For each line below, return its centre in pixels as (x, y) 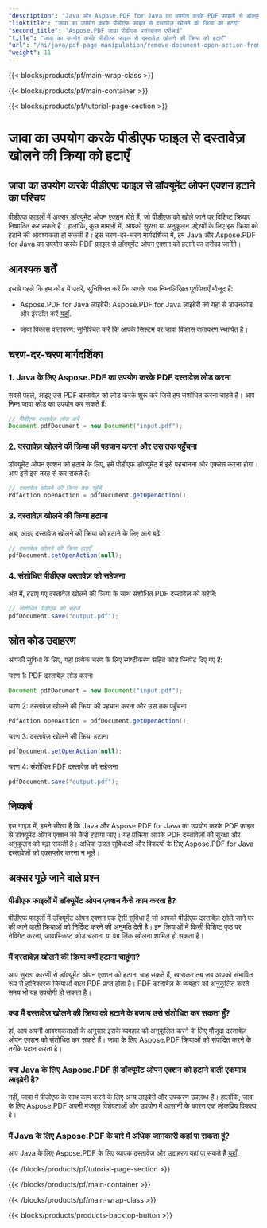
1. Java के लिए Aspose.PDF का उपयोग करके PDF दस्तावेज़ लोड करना (120, 377)
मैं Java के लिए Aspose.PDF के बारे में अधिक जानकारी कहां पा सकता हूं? (119, 1136)
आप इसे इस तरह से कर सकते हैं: (49, 473)
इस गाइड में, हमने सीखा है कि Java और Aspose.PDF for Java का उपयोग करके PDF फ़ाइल (132, 825)
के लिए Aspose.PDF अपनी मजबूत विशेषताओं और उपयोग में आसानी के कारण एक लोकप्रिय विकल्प (132, 1106)
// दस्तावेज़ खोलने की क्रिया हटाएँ (50, 548)
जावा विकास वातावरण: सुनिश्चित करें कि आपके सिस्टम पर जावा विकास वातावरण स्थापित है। (134, 329)
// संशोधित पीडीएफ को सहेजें (44, 608)
